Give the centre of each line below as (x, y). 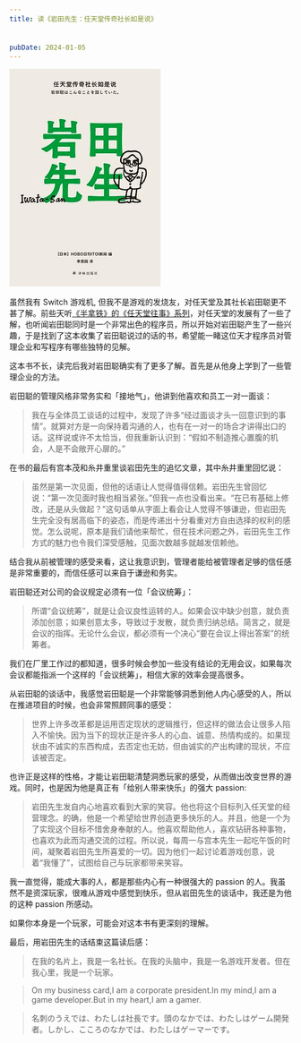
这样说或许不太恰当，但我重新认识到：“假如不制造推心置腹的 (159, 438)
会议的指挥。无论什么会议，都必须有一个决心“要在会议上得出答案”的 (156, 633)
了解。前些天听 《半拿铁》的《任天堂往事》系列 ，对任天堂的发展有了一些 (150, 313)
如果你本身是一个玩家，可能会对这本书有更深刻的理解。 (111, 923)
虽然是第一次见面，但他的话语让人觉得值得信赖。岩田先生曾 (141, 487)
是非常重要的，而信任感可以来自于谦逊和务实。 (95, 573)
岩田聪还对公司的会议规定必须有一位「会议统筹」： (102, 592)
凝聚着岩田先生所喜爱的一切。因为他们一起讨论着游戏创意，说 (161, 851)
